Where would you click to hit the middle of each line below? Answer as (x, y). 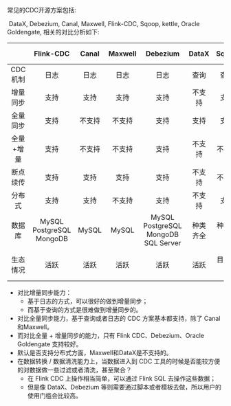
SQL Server (163, 243)
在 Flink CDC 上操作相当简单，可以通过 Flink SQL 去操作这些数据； (122, 379)
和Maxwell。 (35, 327)
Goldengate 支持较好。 (49, 344)
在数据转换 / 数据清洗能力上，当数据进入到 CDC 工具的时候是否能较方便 (119, 361)
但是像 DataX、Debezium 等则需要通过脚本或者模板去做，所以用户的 (124, 387)
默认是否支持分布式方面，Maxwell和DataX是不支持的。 (95, 353)
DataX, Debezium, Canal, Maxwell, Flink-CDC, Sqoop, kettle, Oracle (104, 24)
